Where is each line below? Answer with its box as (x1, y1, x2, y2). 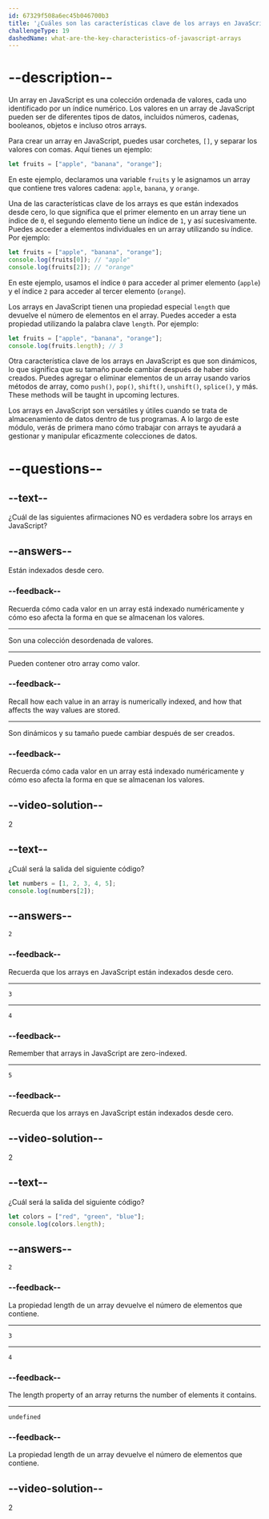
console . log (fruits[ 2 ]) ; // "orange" (8, 263, 134, 271)
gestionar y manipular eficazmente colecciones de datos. (8, 431, 198, 441)
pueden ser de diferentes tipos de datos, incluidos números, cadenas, (8, 112, 239, 122)
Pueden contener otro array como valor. (8, 658, 140, 668)
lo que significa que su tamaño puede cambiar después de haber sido (8, 365, 239, 374)
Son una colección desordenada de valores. (8, 635, 154, 645)
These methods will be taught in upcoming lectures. (8, 390, 180, 400)
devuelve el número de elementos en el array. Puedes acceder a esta (8, 310, 237, 320)
